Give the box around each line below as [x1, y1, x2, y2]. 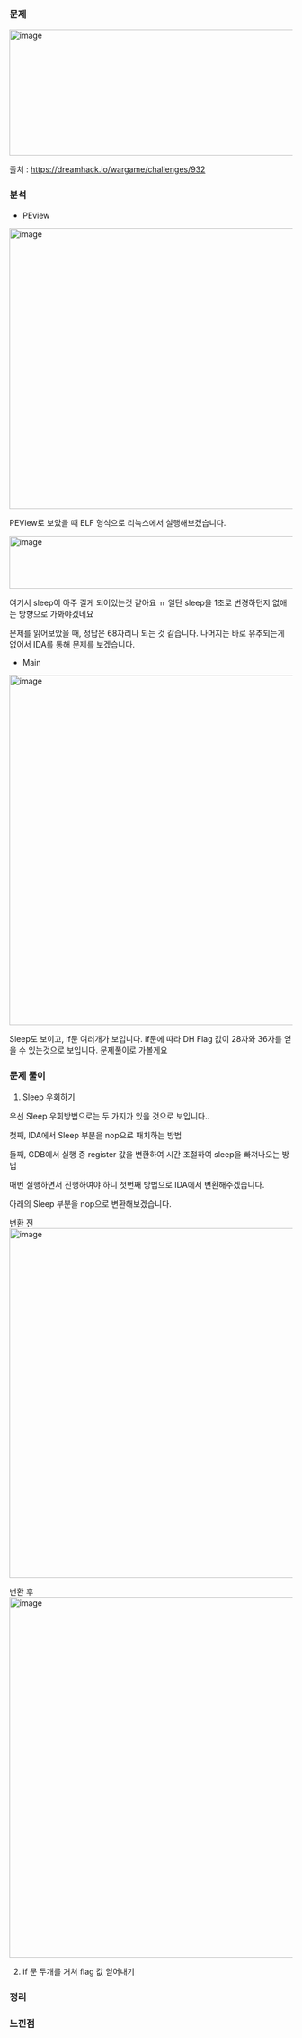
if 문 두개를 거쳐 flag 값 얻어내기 [22, 1966, 135, 1977]
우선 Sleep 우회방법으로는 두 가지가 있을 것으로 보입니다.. [9, 1110, 210, 1121]
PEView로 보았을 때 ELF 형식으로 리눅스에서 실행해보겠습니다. [9, 517, 226, 528]
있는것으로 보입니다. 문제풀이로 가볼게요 [28, 1045, 168, 1055]
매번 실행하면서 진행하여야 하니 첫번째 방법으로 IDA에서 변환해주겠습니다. [9, 1179, 265, 1190]
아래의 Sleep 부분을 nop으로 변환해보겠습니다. [9, 1198, 173, 1209]
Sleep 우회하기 [22, 1091, 75, 1102]
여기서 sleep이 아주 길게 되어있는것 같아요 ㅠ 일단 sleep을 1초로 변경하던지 [9, 597, 271, 608]
